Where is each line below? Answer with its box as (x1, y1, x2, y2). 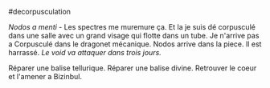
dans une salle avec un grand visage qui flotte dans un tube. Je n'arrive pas (8, 31, 260, 40)
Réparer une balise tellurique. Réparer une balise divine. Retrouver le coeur (8, 63, 257, 73)
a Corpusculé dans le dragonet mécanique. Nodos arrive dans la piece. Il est (8, 39, 262, 49)
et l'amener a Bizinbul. (8, 72, 83, 81)
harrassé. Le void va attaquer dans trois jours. (8, 48, 162, 57)
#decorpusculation (8, 7, 71, 16)
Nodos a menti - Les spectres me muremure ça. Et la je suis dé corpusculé (8, 22, 256, 31)
